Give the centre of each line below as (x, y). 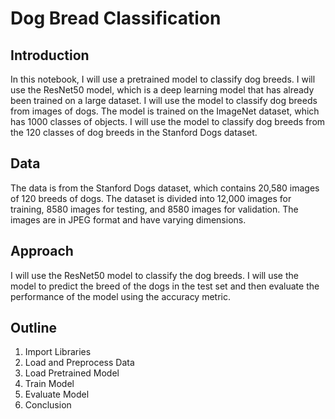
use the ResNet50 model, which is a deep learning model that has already (162, 90)
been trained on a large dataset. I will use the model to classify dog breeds (164, 100)
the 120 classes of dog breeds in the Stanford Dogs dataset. (134, 132)
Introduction (50, 55)
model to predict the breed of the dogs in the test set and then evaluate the (165, 286)
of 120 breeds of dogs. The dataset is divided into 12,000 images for (151, 198)
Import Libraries (58, 352)
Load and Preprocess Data (79, 363)
